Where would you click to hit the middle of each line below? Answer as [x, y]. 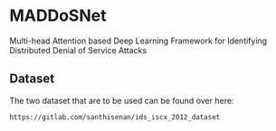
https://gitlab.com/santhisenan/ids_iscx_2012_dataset [115, 117]
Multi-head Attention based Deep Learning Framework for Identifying [138, 41]
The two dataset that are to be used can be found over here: [122, 100]
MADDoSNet [58, 16]
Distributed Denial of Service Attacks [78, 50]
